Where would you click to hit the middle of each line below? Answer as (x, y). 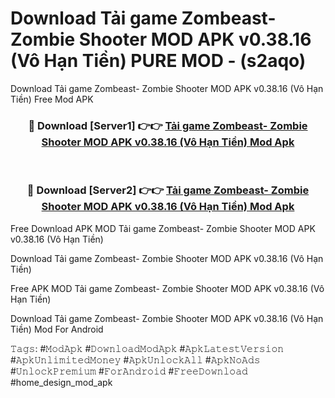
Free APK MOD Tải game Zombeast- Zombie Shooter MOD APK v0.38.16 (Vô (167, 288)
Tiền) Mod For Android (57, 329)
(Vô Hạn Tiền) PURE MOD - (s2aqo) (158, 61)
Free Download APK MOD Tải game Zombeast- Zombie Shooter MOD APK (163, 228)
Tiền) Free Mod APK (52, 99)
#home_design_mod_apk (61, 382)
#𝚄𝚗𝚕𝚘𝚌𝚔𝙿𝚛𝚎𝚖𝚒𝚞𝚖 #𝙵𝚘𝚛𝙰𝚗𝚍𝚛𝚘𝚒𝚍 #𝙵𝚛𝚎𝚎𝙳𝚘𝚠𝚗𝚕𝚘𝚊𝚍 (129, 371)
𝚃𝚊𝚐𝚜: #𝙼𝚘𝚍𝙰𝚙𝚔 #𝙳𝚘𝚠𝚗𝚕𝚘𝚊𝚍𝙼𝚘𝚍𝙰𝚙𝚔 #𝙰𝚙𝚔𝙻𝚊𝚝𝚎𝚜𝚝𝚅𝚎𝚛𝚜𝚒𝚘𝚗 (147, 348)
